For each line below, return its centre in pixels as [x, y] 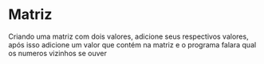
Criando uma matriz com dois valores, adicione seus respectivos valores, [128, 36]
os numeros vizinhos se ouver [58, 53]
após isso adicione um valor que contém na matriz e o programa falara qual [132, 44]
